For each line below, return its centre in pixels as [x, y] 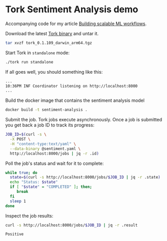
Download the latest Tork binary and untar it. [52, 33]
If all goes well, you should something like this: [54, 72]
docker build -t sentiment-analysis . [46, 110]
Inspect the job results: [29, 215]
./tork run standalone [29, 62]
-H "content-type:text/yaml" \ [43, 144]
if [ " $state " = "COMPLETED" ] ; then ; [51, 187]
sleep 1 [18, 201]
